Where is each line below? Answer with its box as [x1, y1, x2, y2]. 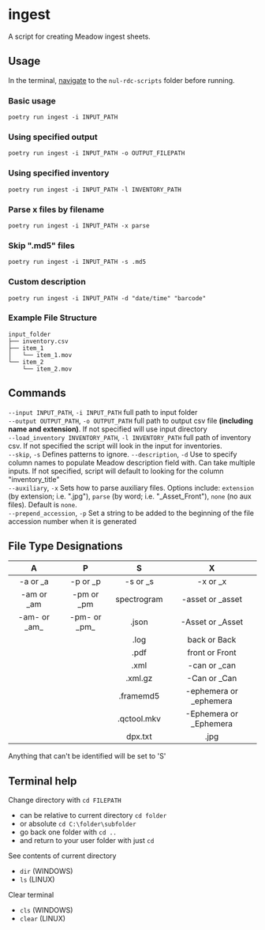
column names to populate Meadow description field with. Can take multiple [8, 457, 256, 467]
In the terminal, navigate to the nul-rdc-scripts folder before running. [8, 75, 235, 85]
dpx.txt [125, 731, 152, 742]
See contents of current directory [8, 851, 117, 860]
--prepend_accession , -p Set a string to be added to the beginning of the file [8, 508, 255, 518]
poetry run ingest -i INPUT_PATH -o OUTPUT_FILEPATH [8, 149, 185, 157]
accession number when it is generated [8, 516, 136, 526]
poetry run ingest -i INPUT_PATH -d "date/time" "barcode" [8, 294, 207, 302]
